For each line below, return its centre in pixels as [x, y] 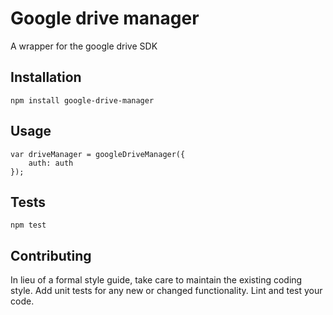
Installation [46, 77]
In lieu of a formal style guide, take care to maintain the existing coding [156, 280]
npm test [28, 225]
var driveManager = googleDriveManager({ [98, 154]
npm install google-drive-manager [82, 100]
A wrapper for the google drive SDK [84, 46]
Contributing [51, 255]
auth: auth [51, 163]
